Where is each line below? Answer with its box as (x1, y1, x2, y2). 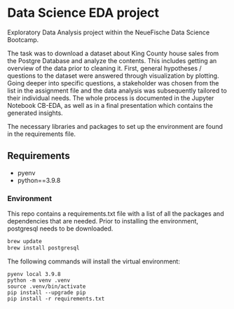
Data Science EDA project (7, 5, 160, 21)
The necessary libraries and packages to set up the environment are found (7, 122, 223, 130)
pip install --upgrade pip (7, 289, 86, 296)
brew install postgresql (7, 244, 80, 252)
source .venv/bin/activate (7, 282, 86, 290)
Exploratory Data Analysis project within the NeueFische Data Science (7, 28, 210, 36)
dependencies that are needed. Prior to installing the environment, (7, 217, 198, 226)
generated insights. (7, 109, 63, 117)
